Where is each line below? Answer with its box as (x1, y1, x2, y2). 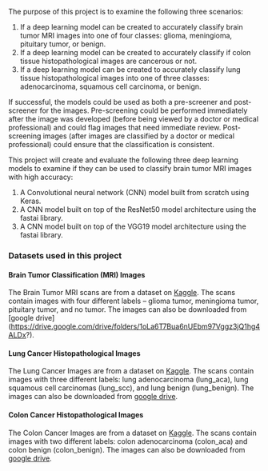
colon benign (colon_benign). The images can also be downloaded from (8, 445, 246, 454)
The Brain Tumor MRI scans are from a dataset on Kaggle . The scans (8, 288, 236, 297)
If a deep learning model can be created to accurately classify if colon (19, 48, 251, 57)
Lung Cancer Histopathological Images (8, 348, 142, 358)
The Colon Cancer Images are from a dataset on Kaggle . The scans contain (8, 428, 258, 437)
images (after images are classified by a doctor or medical (42, 131, 234, 141)
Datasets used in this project (8, 249, 122, 261)
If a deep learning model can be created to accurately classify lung (19, 65, 242, 74)
